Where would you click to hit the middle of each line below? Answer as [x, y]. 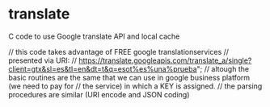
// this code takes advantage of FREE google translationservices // [118, 51]
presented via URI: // [43, 60]
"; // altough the [223, 68]
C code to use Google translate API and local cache [94, 36]
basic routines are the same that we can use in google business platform [129, 77]
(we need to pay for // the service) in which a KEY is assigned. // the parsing [135, 86]
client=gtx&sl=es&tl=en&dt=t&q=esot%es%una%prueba [103, 68]
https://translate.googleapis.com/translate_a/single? [165, 60]
